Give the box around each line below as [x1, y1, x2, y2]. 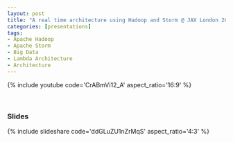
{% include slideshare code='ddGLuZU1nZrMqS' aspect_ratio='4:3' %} [7, 127, 210, 135]
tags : [7, 29, 23, 37]
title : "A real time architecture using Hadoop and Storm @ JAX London [7, 17, 218, 24]
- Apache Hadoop [7, 36, 54, 43]
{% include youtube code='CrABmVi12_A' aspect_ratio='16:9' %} [7, 80, 192, 89]
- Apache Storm [7, 42, 51, 49]
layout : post [7, 10, 45, 17]
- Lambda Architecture [7, 55, 73, 62]
